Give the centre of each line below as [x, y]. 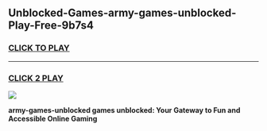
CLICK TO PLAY [39, 48]
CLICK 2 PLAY [36, 78]
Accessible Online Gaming [53, 118]
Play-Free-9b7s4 [51, 26]
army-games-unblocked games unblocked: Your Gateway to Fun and [124, 110]
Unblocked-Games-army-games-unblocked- [122, 13]
